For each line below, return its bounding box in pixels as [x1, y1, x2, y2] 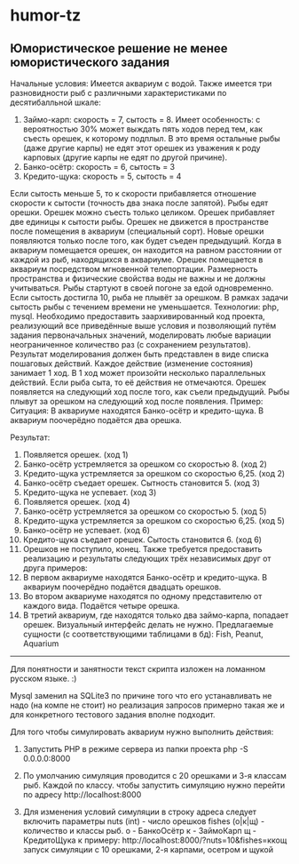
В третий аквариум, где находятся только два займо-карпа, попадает [22, 610, 289, 620]
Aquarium [22, 638, 59, 649]
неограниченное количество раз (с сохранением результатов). [10, 340, 251, 349]
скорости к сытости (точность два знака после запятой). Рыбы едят [10, 197, 269, 208]
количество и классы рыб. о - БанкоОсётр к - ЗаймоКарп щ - [22, 826, 256, 836]
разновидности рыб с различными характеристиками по [10, 88, 227, 98]
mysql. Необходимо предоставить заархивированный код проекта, [10, 311, 265, 321]
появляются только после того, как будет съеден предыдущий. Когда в [10, 236, 282, 245]
